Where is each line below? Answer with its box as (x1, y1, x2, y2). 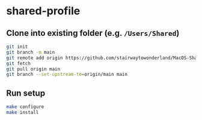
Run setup (6, 88, 46, 98)
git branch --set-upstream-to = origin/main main (6, 72, 128, 78)
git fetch (6, 60, 31, 66)
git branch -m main (6, 49, 55, 55)
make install (6, 109, 39, 115)
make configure (6, 104, 44, 110)
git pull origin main (6, 66, 61, 72)
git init (6, 44, 28, 50)
